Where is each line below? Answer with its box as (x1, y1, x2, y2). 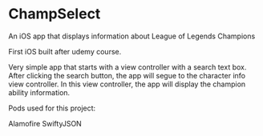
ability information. (8, 87, 71, 97)
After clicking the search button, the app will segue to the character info (8, 70, 246, 80)
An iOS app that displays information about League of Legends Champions (8, 31, 256, 41)
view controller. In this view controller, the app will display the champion (8, 79, 246, 89)
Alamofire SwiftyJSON (8, 118, 82, 128)
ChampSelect (8, 5, 101, 23)
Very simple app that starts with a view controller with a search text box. (8, 62, 247, 72)
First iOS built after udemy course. (8, 46, 122, 56)
